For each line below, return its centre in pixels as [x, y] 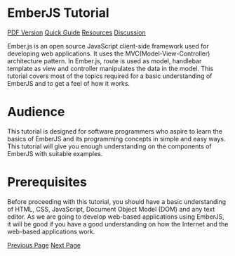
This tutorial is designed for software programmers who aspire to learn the [115, 131]
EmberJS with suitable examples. [55, 153]
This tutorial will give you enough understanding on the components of [109, 146]
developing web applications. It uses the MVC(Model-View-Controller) [109, 53]
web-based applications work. [51, 231]
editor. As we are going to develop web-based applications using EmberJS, [116, 217]
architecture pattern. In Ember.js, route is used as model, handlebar [105, 60]
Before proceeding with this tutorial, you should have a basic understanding [117, 201]
